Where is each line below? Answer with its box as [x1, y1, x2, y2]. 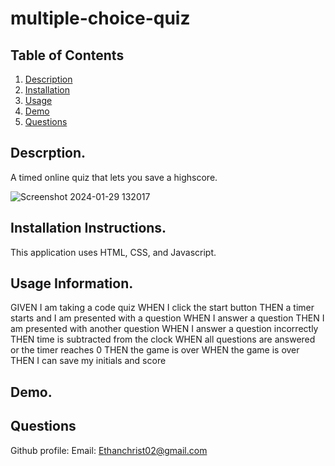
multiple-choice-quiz [10, 7, 191, 30]
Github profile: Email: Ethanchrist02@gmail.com [10, 444, 208, 456]
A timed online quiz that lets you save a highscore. [10, 171, 218, 183]
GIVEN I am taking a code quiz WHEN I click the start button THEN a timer [10, 302, 315, 314]
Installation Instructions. [10, 220, 167, 237]
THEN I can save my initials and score [10, 355, 167, 367]
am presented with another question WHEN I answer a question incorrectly [10, 323, 319, 335]
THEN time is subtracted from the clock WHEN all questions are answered [10, 333, 316, 346]
